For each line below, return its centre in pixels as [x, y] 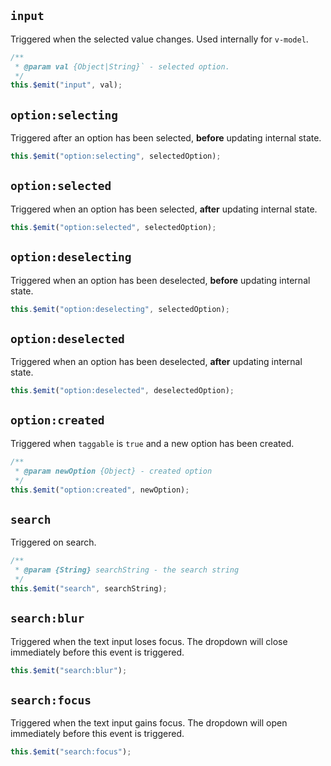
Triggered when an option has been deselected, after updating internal [156, 362]
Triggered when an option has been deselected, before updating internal [160, 280]
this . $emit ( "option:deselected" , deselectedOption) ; [122, 391]
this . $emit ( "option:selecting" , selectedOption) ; [116, 156]
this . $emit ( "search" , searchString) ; [89, 588]
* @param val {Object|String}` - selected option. [122, 66]
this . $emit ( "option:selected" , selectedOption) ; [113, 227]
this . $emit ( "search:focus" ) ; [71, 752]
